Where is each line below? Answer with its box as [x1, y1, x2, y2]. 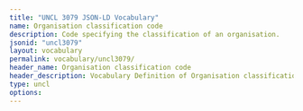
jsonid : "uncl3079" [9, 38, 83, 47]
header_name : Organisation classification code [9, 64, 192, 73]
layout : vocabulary [9, 47, 83, 55]
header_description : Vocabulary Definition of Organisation [9, 72, 241, 81]
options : [9, 88, 42, 97]
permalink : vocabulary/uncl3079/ [9, 55, 135, 64]
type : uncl [9, 80, 50, 89]
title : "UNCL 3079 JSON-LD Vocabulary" [9, 13, 160, 22]
